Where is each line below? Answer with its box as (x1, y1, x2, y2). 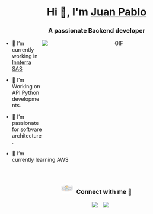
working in (11, 53, 38, 60)
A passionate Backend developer (48, 27, 145, 35)
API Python (11, 89, 40, 97)
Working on (11, 83, 40, 90)
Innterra (11, 59, 31, 66)
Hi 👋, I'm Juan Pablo (46, 5, 147, 19)
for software (11, 126, 42, 133)
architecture (11, 132, 42, 139)
